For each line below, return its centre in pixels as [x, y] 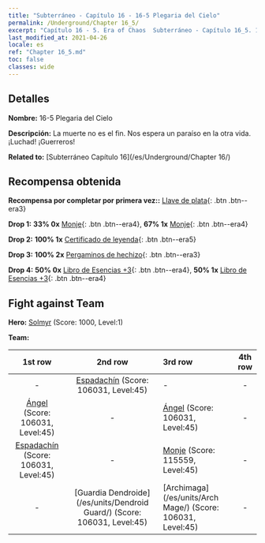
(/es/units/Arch [191, 498]
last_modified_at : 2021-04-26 [58, 37]
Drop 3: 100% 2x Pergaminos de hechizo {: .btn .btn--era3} [105, 255]
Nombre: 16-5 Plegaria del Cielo [60, 118]
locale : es [26, 45]
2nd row [112, 362]
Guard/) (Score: [112, 512]
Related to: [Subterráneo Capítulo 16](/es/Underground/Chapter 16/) [119, 157]
